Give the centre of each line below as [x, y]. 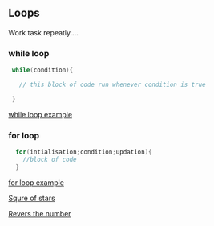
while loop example [40, 114]
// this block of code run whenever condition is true [112, 84]
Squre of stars [32, 198]
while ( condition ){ [42, 70]
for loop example [36, 182]
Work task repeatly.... [43, 32]
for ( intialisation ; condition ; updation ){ [84, 152]
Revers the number [40, 213]
